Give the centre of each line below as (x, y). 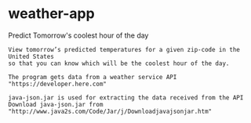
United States (31, 56)
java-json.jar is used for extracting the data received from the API (126, 98)
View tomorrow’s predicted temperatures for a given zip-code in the (124, 49)
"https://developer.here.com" (58, 84)
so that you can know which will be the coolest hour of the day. (119, 63)
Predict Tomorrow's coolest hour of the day (78, 35)
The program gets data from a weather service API (93, 77)
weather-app (52, 14)
